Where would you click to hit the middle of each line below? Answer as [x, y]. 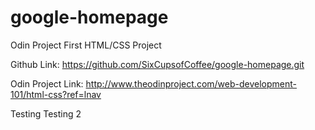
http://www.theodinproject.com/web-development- [191, 83]
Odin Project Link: [47, 83]
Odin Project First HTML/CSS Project [86, 45]
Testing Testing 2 [46, 113]
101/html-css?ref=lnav [56, 94]
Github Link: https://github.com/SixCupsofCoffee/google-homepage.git [157, 64]
